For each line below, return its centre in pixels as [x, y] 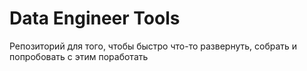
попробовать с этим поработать [79, 56]
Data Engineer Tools [95, 18]
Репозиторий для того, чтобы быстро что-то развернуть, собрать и [153, 46]
